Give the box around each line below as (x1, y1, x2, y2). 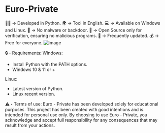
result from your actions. (5, 122, 55, 128)
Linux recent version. (12, 91, 55, 97)
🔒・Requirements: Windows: (5, 50, 63, 56)
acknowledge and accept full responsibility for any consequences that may (5, 117, 158, 123)
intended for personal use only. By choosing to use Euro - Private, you (5, 112, 148, 118)
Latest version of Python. (12, 85, 64, 92)
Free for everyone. (5, 39, 43, 45)
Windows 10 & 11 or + (12, 66, 56, 72)
